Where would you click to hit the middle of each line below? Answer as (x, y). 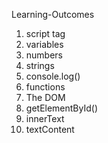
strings (40, 65)
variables (44, 44)
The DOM (45, 97)
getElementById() (62, 108)
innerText (45, 118)
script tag (45, 33)
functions (45, 87)
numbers (44, 55)
